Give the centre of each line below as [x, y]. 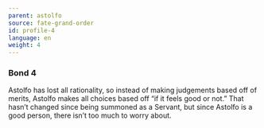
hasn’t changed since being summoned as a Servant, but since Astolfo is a [130, 107]
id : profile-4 [32, 30]
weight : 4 [25, 45]
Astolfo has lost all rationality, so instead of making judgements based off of [132, 90]
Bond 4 [23, 73]
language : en [30, 38]
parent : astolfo [35, 16]
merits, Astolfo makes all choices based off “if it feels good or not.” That [126, 99]
